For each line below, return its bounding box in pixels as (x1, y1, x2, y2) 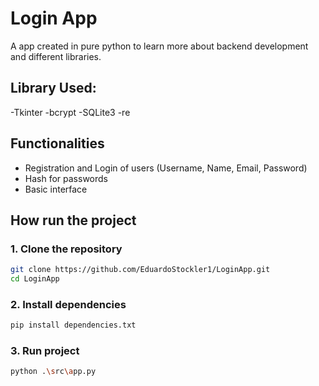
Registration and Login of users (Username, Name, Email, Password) (24, 162, 308, 174)
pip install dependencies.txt (10, 320, 137, 331)
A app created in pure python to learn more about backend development (10, 40, 309, 52)
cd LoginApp (10, 274, 60, 284)
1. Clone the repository (10, 242, 123, 256)
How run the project (10, 212, 137, 229)
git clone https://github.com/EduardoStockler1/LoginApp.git (10, 265, 271, 275)
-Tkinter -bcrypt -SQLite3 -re (10, 106, 131, 118)
